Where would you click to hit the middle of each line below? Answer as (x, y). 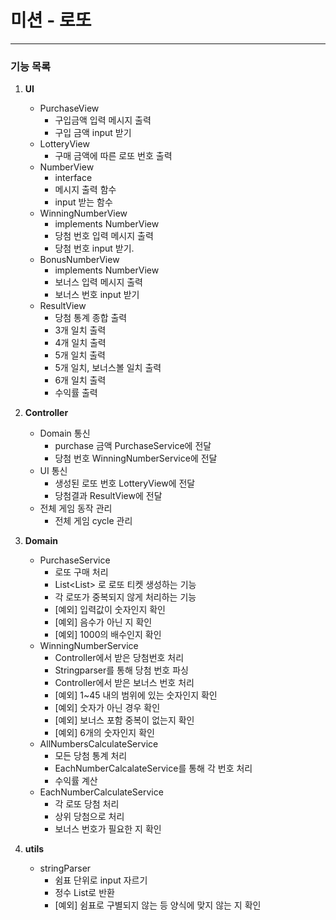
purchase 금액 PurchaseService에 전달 (133, 446)
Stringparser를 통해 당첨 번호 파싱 (121, 670)
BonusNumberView (79, 260)
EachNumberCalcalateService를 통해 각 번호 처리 (153, 768)
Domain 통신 (65, 433)
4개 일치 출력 (80, 343)
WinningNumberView (83, 213)
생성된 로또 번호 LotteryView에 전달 (125, 483)
